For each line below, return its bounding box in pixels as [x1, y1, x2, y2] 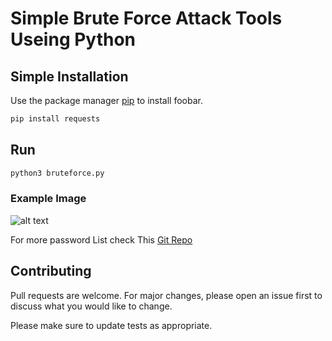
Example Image [10, 192, 87, 206]
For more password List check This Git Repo [10, 233, 193, 246]
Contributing [10, 263, 92, 280]
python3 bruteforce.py [10, 168, 105, 178]
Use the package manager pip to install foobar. [10, 95, 203, 106]
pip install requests [10, 114, 101, 124]
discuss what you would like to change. [10, 300, 173, 312]
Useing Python [10, 28, 137, 51]
